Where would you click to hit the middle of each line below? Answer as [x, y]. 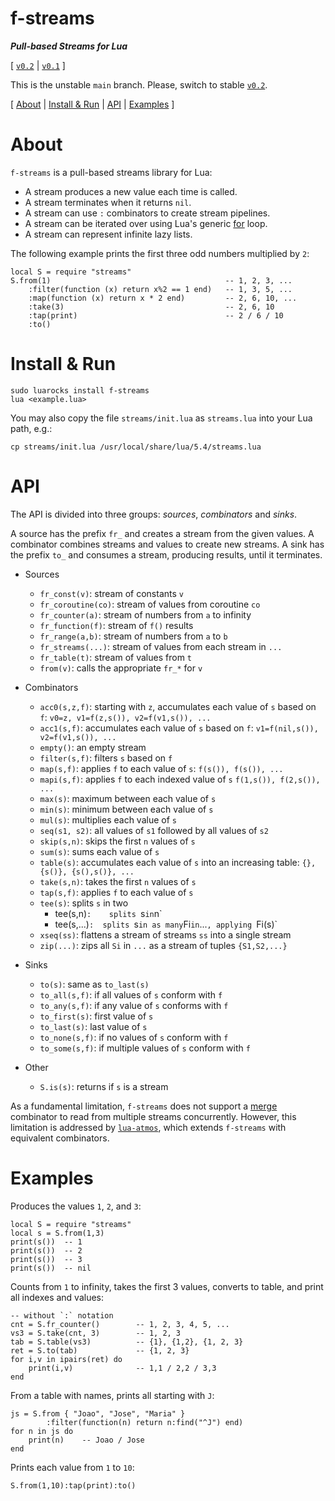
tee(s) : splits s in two [84, 903]
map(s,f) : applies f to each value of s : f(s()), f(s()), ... [161, 768]
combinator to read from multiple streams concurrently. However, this [153, 1116]
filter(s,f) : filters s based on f [106, 758]
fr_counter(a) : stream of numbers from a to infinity [145, 614]
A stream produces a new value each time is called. [131, 191]
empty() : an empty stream [93, 747]
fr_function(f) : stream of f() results [116, 625]
